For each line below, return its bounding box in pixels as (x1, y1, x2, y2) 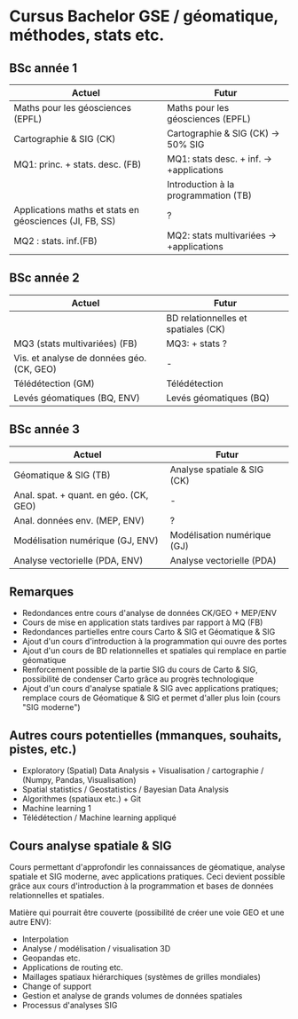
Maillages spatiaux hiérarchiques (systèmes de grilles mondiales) (21, 972, 262, 983)
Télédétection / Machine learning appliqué (21, 812, 177, 823)
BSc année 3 (9, 422, 80, 437)
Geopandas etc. (21, 952, 82, 964)
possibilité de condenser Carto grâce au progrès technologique (21, 674, 255, 684)
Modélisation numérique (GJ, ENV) (13, 534, 159, 547)
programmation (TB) (167, 189, 253, 201)
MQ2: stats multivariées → (167, 229, 277, 241)
